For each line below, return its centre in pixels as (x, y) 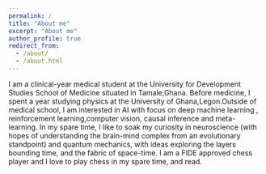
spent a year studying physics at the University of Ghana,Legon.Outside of (133, 101)
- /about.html (39, 62)
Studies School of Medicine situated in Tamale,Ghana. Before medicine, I (129, 92)
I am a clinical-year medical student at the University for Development (125, 84)
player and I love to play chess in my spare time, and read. (105, 161)
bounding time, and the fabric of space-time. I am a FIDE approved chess (131, 153)
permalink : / (30, 16)
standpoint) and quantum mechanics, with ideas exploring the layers (122, 144)
